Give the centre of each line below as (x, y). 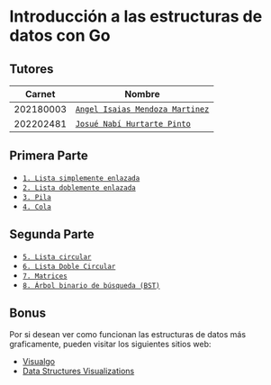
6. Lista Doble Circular (69, 266)
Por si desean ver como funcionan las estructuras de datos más (127, 335)
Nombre (142, 94)
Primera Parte (49, 156)
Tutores (32, 69)
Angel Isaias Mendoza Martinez (142, 109)
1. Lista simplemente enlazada (81, 178)
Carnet (41, 94)
